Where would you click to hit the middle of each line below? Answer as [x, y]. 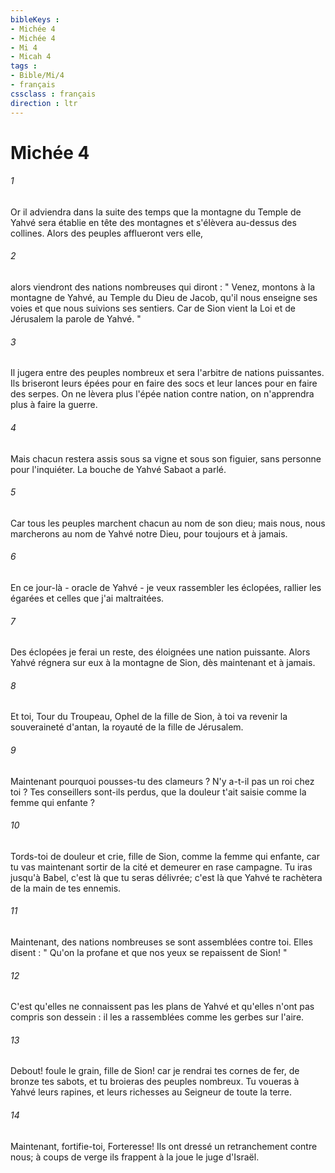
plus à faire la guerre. [54, 405]
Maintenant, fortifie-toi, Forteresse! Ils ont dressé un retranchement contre [164, 1146]
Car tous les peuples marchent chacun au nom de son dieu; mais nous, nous [168, 523]
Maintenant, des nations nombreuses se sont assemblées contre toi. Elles [161, 942]
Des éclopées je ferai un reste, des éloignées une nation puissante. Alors [160, 652]
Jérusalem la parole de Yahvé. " [76, 319]
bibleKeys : [35, 19]
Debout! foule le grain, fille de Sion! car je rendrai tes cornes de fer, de [155, 1071]
